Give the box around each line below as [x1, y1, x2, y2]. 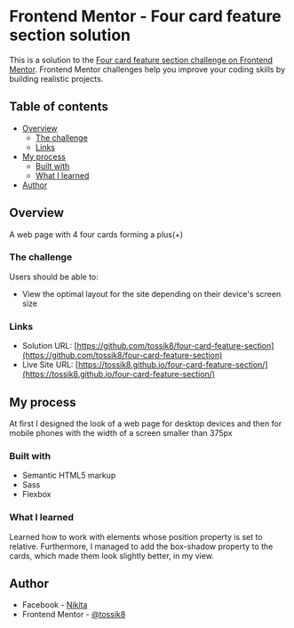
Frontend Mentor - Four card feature [9, 6, 282, 27]
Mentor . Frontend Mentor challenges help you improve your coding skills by [9, 64, 286, 75]
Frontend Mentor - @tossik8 [21, 609, 126, 620]
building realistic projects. [9, 73, 104, 84]
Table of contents [9, 100, 108, 115]
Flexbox [21, 489, 52, 500]
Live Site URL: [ [21, 359, 79, 370]
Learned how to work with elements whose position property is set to [9, 531, 264, 542]
